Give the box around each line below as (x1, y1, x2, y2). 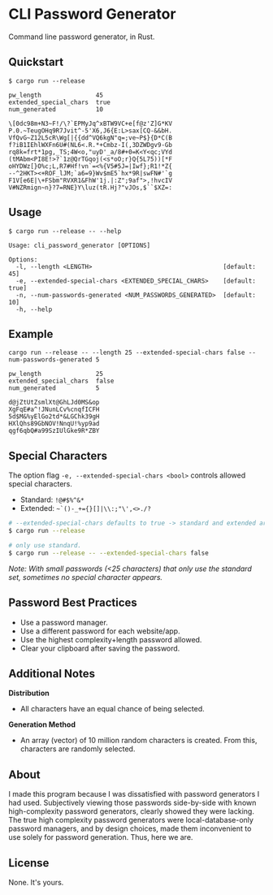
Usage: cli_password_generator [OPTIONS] (8, 241, 151, 249)
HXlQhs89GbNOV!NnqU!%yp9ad (8, 420, 100, 428)
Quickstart (8, 55, 64, 69)
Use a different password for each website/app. (19, 626, 180, 636)
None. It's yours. (8, 877, 64, 887)
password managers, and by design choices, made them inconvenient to (8, 824, 252, 833)
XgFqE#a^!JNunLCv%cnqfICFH (8, 405, 100, 414)
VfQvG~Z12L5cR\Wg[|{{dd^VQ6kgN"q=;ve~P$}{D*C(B (8, 133, 173, 142)
